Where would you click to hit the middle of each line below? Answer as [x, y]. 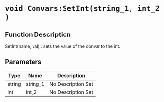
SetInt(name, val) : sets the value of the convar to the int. [63, 46]
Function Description [38, 34]
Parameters [23, 62]
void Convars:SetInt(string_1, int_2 [82, 9]
